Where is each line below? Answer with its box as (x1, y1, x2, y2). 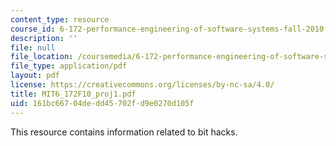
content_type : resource (10, 14, 110, 25)
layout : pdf (10, 71, 60, 81)
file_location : (10, 52, 74, 62)
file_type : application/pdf (10, 61, 128, 71)
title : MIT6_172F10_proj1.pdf (10, 89, 137, 99)
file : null (10, 42, 56, 53)
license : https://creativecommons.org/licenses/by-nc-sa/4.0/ (10, 80, 275, 90)
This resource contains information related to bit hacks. (10, 126, 238, 138)
